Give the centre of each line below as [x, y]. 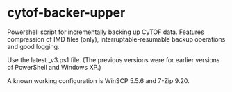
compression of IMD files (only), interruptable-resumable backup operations [116, 39]
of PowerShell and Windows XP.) [55, 67]
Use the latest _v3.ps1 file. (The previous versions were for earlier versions [114, 59]
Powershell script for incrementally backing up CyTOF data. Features [106, 32]
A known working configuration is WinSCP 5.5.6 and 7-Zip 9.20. [98, 80]
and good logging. [33, 46]
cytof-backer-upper [66, 13]
